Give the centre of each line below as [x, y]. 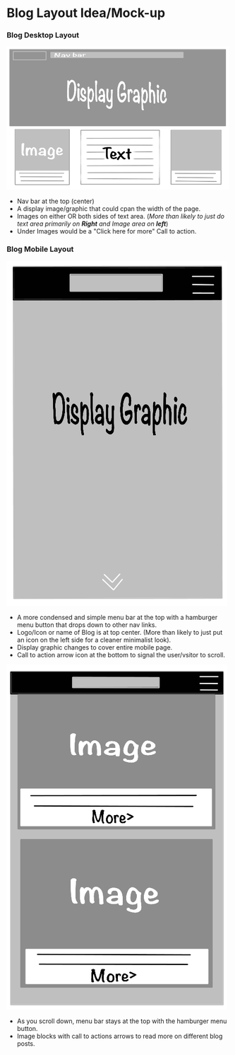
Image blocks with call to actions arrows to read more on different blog [120, 1036]
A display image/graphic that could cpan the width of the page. [109, 208]
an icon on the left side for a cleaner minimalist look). [94, 640]
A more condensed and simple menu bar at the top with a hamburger [117, 617]
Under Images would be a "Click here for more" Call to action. [107, 231]
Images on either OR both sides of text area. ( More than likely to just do [121, 216]
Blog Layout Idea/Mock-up [86, 13]
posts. [26, 1043]
